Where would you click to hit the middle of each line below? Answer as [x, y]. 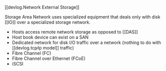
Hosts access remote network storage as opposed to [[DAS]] [75, 32]
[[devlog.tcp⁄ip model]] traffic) [43, 48]
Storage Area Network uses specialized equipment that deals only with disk [82, 17]
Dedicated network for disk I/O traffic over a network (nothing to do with [86, 42]
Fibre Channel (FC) [31, 53]
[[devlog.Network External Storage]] [42, 7]
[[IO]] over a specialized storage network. [48, 22]
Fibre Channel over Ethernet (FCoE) [49, 58]
